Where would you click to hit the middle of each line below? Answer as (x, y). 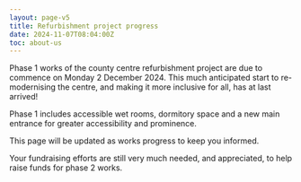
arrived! (24, 97)
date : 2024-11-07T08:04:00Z (62, 34)
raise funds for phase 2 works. (66, 168)
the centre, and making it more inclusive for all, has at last (164, 87)
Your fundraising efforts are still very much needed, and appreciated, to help (151, 159)
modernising (33, 87)
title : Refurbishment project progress (84, 26)
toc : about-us (36, 43)
